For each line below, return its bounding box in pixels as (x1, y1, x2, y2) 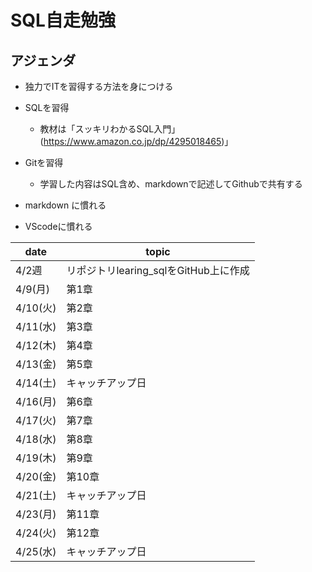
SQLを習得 (24, 102, 70, 113)
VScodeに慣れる (24, 221, 93, 232)
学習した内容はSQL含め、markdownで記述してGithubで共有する (39, 178, 303, 190)
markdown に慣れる (24, 199, 107, 211)
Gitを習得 (24, 157, 64, 168)
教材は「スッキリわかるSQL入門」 (39, 123, 181, 135)
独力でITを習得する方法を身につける (24, 81, 174, 92)
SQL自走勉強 (10, 9, 116, 32)
